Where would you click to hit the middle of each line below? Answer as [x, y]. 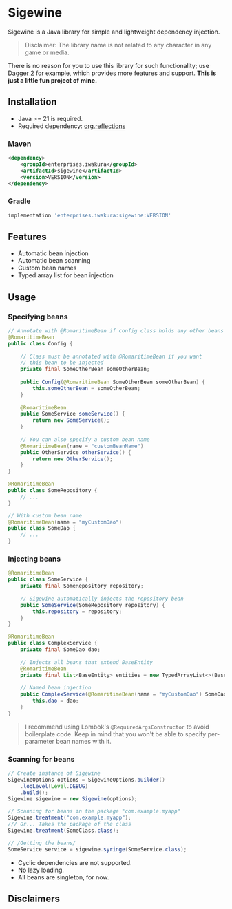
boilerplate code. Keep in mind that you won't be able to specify [115, 734]
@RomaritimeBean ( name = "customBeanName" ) [82, 446]
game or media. [47, 52]
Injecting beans [34, 559]
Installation [32, 102]
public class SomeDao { [42, 528]
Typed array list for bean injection [66, 275]
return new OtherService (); [73, 459]
